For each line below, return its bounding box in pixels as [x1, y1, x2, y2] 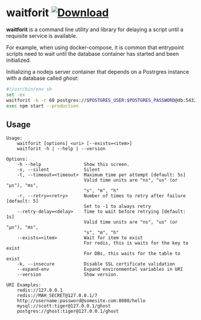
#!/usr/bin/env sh [6, 86, 52, 92]
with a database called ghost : [6, 74, 79, 81]
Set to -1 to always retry [83, 204, 151, 210]
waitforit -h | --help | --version [17, 146, 106, 152]
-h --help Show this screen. [17, 162, 130, 168]
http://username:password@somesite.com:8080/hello [17, 298, 146, 304]
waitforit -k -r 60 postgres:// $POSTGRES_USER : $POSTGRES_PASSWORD [6, 97, 175, 103]
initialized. [6, 56, 31, 64]
